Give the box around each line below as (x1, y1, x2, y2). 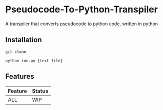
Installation (5, 35, 42, 44)
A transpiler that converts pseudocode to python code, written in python (5, 21, 158, 27)
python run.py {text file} (5, 58, 63, 63)
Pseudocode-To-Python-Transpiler (5, 4, 158, 15)
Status (32, 87, 49, 95)
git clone (5, 49, 27, 54)
